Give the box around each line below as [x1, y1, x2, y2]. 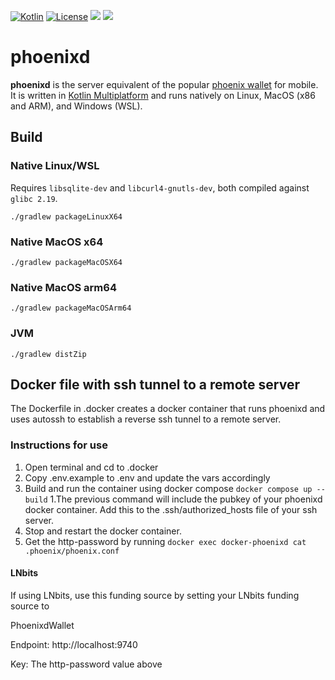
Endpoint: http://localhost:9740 [10, 638, 138, 650]
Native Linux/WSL [10, 159, 100, 173]
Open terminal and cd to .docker [24, 461, 159, 473]
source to [10, 600, 50, 612]
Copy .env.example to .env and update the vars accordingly [24, 471, 271, 484]
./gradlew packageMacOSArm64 [10, 303, 132, 314]
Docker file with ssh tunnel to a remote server [10, 376, 301, 393]
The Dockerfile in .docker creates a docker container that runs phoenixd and [10, 403, 326, 415]
